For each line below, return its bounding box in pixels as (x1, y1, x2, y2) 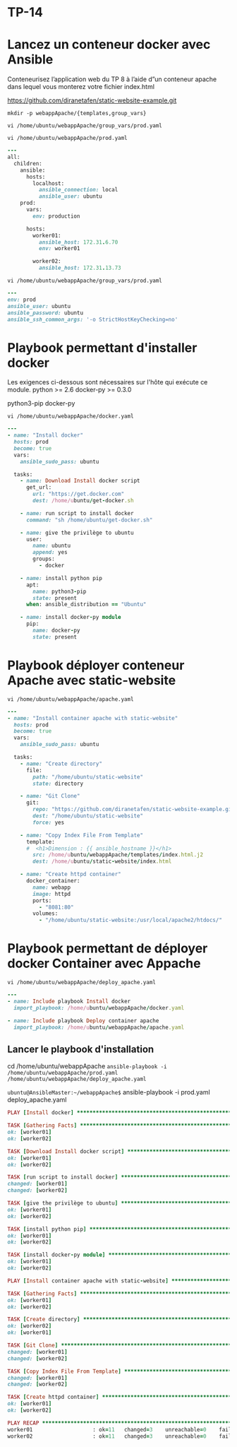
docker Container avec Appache (7, 955, 201, 971)
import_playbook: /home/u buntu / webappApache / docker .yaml (13, 1004, 185, 1011)
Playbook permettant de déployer (7, 940, 208, 957)
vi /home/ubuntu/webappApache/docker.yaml (7, 413, 134, 420)
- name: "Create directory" (20, 760, 102, 767)
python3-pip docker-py (7, 399, 75, 408)
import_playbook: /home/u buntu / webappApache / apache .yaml (13, 1024, 185, 1031)
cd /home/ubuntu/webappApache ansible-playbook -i (7, 1062, 167, 1070)
